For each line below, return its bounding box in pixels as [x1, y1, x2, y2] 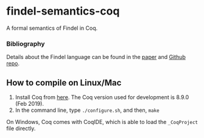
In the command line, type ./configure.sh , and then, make [15, 106, 160, 114]
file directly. [6, 125, 36, 132]
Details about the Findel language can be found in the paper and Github [6, 53, 186, 61]
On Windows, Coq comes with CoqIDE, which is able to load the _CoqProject [6, 119, 199, 126]
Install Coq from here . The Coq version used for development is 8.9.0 [15, 94, 189, 101]
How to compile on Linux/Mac [6, 77, 122, 88]
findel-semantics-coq [6, 4, 120, 18]
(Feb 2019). [15, 100, 44, 108]
